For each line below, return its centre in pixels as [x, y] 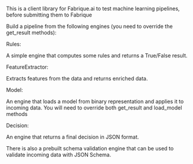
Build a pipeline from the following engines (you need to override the [89, 26]
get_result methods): [31, 33]
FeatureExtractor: [27, 67]
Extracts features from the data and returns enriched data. [77, 78]
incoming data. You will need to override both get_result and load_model [94, 108]
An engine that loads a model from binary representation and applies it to [95, 101]
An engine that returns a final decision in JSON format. [73, 137]
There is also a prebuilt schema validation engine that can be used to [90, 148]
